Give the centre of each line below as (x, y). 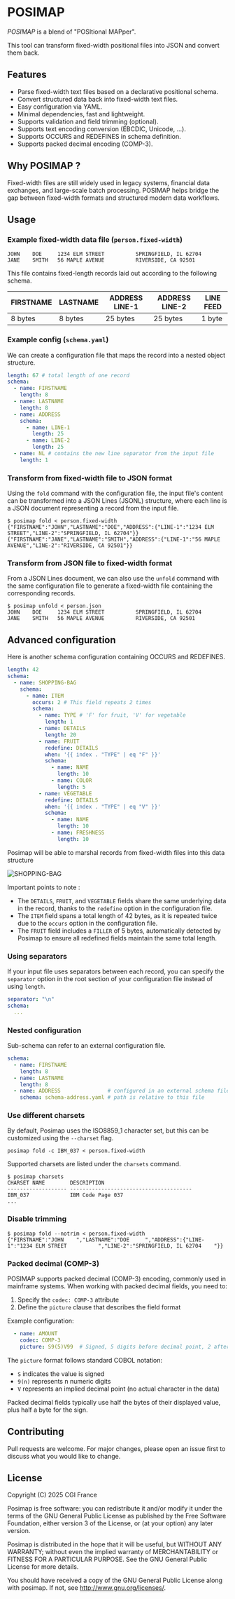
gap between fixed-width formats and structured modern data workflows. (114, 198)
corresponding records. (41, 593)
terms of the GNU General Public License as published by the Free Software (117, 1516)
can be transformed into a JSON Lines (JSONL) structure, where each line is (117, 501)
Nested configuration (44, 1030)
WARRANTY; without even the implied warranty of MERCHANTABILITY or (113, 1552)
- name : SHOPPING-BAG (45, 682)
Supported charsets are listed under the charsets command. (94, 1164)
